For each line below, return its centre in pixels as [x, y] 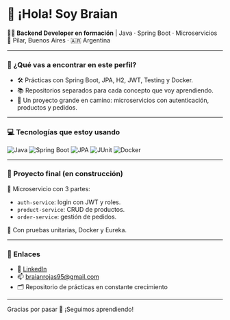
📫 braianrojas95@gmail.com [58, 277]
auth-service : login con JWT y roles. [69, 202]
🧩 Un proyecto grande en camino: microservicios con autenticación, [113, 100]
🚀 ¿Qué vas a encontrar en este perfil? [72, 64]
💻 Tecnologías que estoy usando [64, 132]
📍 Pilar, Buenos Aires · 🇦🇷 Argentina [59, 40]
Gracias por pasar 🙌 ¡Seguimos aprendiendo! [71, 309]
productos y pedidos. [47, 108]
